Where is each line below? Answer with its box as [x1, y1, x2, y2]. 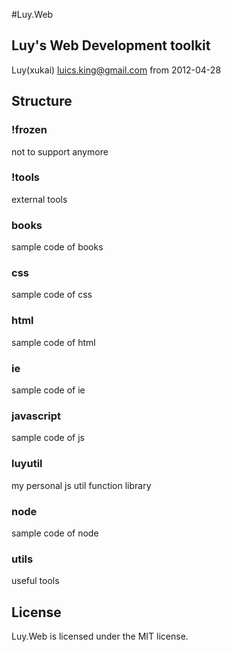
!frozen [11, 123, 48, 137]
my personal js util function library [11, 479, 152, 491]
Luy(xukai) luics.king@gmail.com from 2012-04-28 [11, 64, 222, 76]
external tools [11, 193, 68, 205]
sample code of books [11, 241, 104, 253]
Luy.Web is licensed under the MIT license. [11, 630, 189, 642]
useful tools [11, 575, 60, 587]
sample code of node [11, 527, 99, 539]
